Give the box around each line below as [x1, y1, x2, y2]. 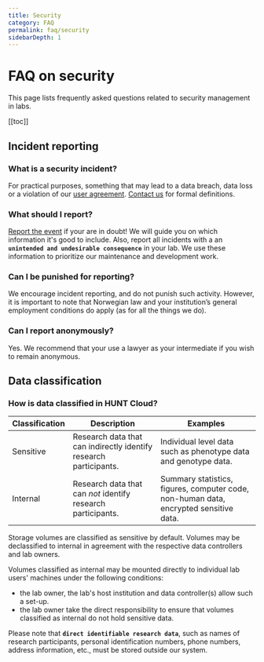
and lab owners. [8, 550, 60, 559]
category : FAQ [8, 19, 55, 27]
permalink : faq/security [8, 26, 90, 34]
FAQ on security [8, 68, 115, 85]
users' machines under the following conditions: [8, 573, 164, 583]
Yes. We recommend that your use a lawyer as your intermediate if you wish [8, 343, 255, 353]
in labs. [8, 101, 31, 111]
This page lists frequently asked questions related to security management [8, 93, 251, 103]
